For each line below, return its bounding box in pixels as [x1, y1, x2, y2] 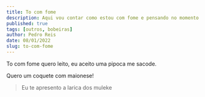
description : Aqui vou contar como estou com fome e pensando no [6, 15, 177, 21]
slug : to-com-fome [6, 44, 53, 50]
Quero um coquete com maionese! [6, 72, 94, 79]
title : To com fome [6, 9, 56, 15]
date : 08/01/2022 [6, 37, 51, 44]
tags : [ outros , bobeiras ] [6, 26, 72, 33]
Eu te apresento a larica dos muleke [21, 83, 112, 91]
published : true [6, 20, 48, 26]
